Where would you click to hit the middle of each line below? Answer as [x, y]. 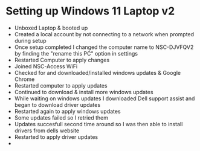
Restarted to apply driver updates [56, 137]
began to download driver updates [57, 104]
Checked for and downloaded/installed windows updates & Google [98, 72]
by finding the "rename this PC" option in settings [76, 53]
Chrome [24, 79]
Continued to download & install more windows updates [84, 92]
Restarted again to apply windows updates [68, 111]
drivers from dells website [47, 130]
